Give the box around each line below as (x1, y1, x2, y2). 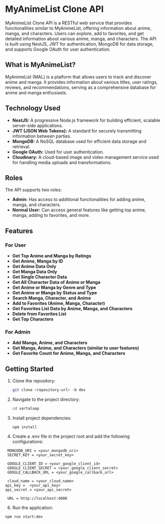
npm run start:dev (5, 514, 43, 519)
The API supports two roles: (5, 187, 62, 193)
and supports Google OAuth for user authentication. (5, 46, 111, 52)
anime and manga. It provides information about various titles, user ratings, (5, 79, 158, 85)
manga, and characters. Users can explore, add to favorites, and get (5, 30, 144, 36)
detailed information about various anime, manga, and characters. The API (5, 36, 157, 42)
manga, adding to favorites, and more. (12, 212, 90, 218)
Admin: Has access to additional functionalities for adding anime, (12, 196, 146, 202)
